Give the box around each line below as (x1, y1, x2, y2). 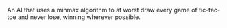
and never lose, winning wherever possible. (17, 13, 141, 21)
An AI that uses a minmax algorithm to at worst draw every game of (7, 6, 198, 14)
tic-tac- (198, 6, 221, 14)
